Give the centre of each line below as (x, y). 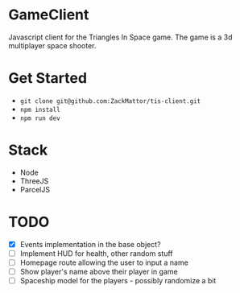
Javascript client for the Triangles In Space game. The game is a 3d (120, 37)
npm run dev (40, 118)
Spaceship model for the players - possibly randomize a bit (118, 281)
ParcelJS (35, 189)
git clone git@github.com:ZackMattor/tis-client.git (110, 101)
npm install (40, 109)
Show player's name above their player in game (99, 271)
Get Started (48, 78)
